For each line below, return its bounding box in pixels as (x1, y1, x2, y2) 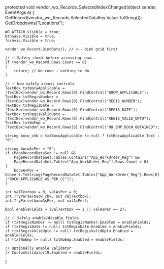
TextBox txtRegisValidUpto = (5, 112, 65, 117)
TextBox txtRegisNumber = (5, 94, 58, 99)
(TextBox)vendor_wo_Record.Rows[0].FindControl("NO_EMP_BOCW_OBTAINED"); (5, 125, 160, 130)
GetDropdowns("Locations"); (5, 20, 64, 26)
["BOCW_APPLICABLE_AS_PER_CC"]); (5, 177, 74, 181)
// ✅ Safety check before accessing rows (5, 55, 93, 60)
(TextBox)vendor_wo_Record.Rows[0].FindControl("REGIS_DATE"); (5, 107, 138, 112)
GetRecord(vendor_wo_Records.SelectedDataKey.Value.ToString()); (5, 15, 142, 20)
